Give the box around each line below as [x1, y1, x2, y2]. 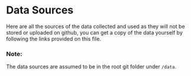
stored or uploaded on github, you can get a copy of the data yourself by [6, 29, 183, 36]
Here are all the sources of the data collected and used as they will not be [6, 23, 185, 30]
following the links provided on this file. [6, 35, 101, 42]
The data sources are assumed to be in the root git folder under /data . [6, 63, 177, 70]
